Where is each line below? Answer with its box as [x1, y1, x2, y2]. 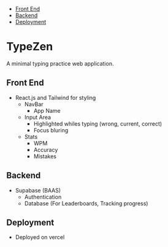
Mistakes [33, 153, 57, 160]
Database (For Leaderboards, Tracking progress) [24, 199, 148, 207]
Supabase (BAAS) [15, 186, 61, 194]
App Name [33, 107, 61, 114]
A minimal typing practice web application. [6, 59, 114, 67]
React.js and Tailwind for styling [15, 94, 96, 101]
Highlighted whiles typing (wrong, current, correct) [33, 120, 162, 127]
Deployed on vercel [15, 234, 65, 241]
